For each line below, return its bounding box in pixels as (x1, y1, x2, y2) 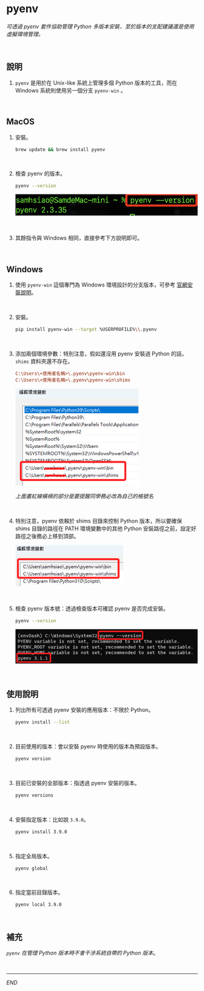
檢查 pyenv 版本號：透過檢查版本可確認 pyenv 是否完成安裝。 (15, 605, 169, 612)
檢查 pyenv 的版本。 (15, 170, 66, 177)
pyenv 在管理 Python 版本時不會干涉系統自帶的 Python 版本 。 (6, 950, 159, 957)
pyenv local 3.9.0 (15, 901, 62, 908)
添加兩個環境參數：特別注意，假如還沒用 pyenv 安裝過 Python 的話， (15, 350, 188, 357)
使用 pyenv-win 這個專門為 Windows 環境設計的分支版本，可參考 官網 (15, 281, 188, 288)
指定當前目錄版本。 (15, 889, 64, 896)
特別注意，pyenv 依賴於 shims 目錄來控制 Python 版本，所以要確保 (15, 517, 182, 524)
